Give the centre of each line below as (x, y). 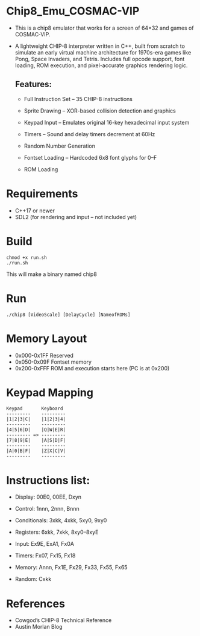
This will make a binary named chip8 (52, 274)
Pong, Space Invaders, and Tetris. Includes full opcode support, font (100, 59)
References (36, 604)
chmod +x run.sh (27, 257)
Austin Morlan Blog (39, 627)
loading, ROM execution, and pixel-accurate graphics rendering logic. (101, 65)
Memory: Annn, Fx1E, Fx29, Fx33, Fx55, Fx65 (71, 568)
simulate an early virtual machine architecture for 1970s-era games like (103, 52)
